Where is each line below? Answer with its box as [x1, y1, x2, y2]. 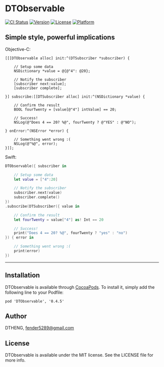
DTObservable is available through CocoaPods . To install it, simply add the [5, 284, 155, 290]
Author [5, 312, 27, 320]
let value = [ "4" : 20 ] [14, 177, 58, 182]
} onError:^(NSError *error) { [5, 128, 69, 133]
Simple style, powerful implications [5, 33, 115, 42]
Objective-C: [5, 46, 31, 52]
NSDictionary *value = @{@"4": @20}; [14, 68, 91, 73]
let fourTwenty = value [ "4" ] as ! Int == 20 [14, 217, 104, 222]
